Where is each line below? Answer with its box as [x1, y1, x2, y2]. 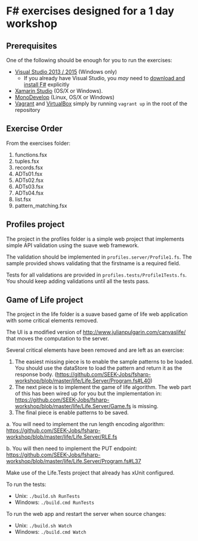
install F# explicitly [23, 81, 70, 88]
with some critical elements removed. [6, 317, 98, 324]
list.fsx [14, 196, 32, 203]
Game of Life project [6, 295, 83, 305]
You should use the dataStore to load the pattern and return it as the [14, 364, 182, 372]
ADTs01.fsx [14, 170, 43, 177]
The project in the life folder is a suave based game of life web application [6, 311, 188, 318]
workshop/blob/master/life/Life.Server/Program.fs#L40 [14, 377, 151, 384]
